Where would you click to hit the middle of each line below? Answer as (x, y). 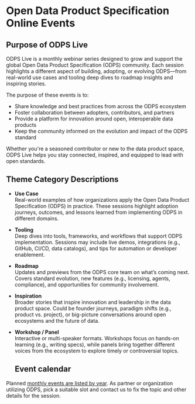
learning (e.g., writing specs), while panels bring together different (95, 344)
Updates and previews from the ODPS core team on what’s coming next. (102, 272)
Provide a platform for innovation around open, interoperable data (94, 119)
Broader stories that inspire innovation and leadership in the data (93, 302)
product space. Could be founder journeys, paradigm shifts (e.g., (93, 308)
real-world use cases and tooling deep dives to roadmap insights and (90, 77)
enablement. (30, 254)
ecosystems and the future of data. (57, 320)
